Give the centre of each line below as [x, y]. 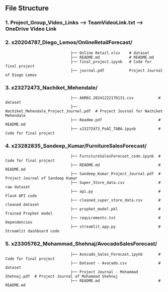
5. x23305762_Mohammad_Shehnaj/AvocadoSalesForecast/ [81, 244]
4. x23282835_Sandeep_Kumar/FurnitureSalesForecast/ [76, 145]
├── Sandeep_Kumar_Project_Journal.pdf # [115, 174]
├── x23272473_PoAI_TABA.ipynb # [115, 129]
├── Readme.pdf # [115, 120]
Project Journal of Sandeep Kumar [41, 178]
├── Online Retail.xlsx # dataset [110, 53]
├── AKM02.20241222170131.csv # [115, 98]
